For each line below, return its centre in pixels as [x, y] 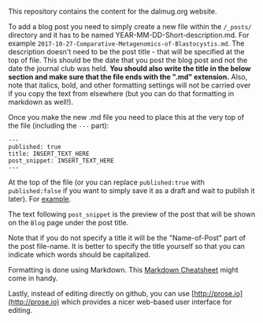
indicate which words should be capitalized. [80, 254]
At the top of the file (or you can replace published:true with [106, 182]
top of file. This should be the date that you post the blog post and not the [128, 60]
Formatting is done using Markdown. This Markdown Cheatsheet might [123, 270]
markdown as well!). [41, 102]
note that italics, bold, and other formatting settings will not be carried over [130, 85]
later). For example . [40, 199]
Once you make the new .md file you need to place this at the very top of [126, 117]
